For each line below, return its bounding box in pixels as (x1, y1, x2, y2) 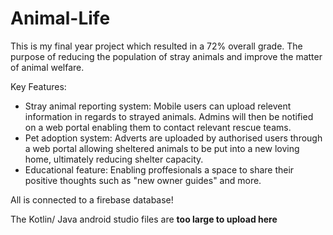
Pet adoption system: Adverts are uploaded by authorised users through (24, 132, 323, 144)
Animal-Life (10, 7, 111, 30)
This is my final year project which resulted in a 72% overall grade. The (10, 40, 303, 52)
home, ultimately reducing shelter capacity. (24, 153, 204, 165)
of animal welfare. (10, 61, 85, 73)
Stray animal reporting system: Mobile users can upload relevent (24, 100, 292, 112)
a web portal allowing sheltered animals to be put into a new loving (24, 142, 300, 154)
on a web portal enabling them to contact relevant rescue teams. (24, 121, 292, 133)
